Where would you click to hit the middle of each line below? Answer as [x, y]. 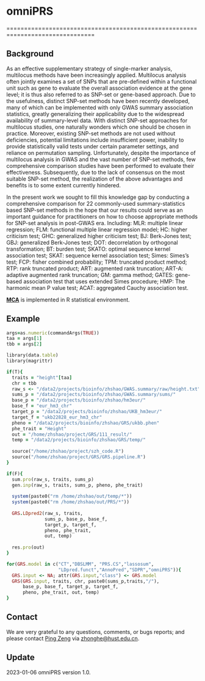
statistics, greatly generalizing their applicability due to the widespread [95, 113]
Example [23, 319]
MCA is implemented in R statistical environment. [68, 300]
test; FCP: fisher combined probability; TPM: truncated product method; [97, 262]
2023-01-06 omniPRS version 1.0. [49, 672]
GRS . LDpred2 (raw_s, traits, [48, 513]
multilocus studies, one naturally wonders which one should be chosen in [99, 127]
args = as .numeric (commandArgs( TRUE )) [53, 333]
